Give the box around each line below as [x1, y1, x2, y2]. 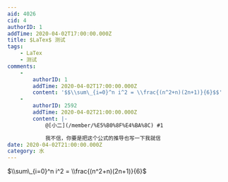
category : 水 [7, 147, 44, 155]
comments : [7, 63, 37, 70]
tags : [7, 43, 23, 50]
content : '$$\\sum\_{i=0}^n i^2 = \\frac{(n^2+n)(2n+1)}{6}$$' [32, 89, 222, 96]
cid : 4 [7, 17, 27, 24]
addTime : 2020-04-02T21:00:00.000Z [32, 109, 138, 116]
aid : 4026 [7, 10, 37, 18]
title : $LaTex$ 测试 [7, 37, 66, 44]
